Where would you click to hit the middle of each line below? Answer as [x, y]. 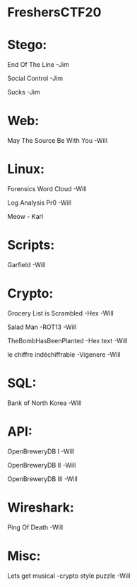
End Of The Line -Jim [38, 65]
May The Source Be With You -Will [58, 141]
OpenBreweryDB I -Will [41, 451]
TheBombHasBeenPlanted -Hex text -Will [67, 340]
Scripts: [31, 245]
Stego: [27, 45]
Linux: [26, 169]
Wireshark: [41, 507]
